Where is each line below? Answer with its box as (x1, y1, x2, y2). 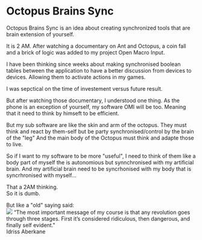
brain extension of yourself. (6, 30, 74, 37)
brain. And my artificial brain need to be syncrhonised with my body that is (6, 165, 192, 172)
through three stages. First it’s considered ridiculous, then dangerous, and (6, 215, 191, 222)
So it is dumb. (6, 189, 40, 197)
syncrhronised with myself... (6, 171, 77, 179)
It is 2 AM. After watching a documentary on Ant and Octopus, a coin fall (6, 42, 186, 50)
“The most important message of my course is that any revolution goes (13, 209, 191, 216)
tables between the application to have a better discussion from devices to (6, 66, 192, 74)
